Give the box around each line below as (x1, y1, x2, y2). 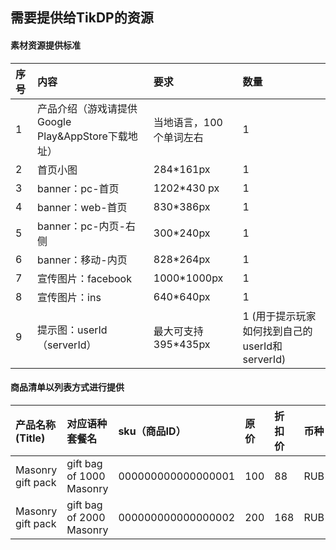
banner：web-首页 (37, 200, 128, 214)
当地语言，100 (153, 115, 223, 129)
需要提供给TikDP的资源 (10, 9, 154, 27)
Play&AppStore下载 (37, 129, 128, 143)
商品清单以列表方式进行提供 (10, 381, 125, 393)
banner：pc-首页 (37, 181, 120, 195)
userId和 (242, 339, 283, 353)
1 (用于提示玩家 (242, 309, 317, 323)
